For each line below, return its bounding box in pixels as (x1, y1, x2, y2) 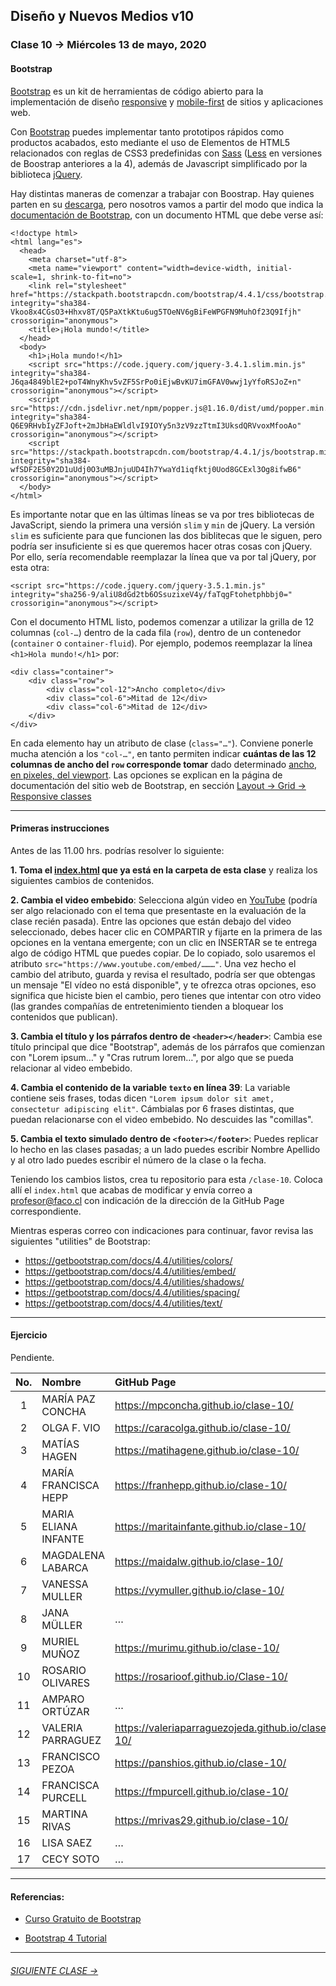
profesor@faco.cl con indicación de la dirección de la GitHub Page (10, 1194, 285, 1206)
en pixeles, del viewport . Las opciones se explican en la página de (10, 769, 283, 781)
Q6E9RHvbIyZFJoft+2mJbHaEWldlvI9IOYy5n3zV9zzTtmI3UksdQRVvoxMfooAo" (10, 420, 302, 431)
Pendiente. (10, 1351, 55, 1363)
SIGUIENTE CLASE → (10, 1964, 99, 1976)
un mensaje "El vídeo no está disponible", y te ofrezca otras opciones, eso (10, 979, 317, 991)
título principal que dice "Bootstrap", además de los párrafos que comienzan (10, 1040, 326, 1053)
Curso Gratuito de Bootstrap (24, 1913, 142, 1925)
